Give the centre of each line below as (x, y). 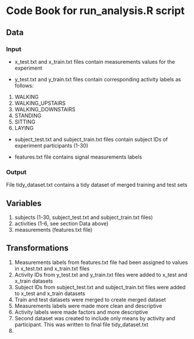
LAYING (24, 128)
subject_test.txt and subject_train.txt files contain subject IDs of (91, 139)
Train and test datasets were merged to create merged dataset (90, 299)
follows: (24, 85)
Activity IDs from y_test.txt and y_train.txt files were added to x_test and (101, 275)
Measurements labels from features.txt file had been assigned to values (101, 262)
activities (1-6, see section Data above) (62, 223)
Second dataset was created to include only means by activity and (95, 318)
